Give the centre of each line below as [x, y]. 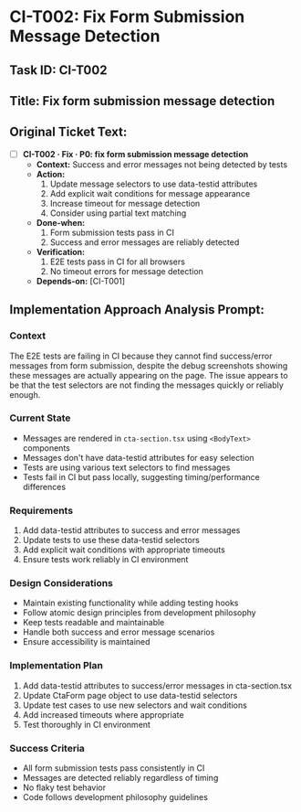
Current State [40, 418]
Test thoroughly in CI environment [86, 724]
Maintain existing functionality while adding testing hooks [130, 603]
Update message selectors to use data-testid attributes [154, 184]
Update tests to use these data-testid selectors [111, 540]
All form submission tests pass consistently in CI [114, 768]
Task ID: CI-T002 [58, 70]
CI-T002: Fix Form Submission [127, 17]
